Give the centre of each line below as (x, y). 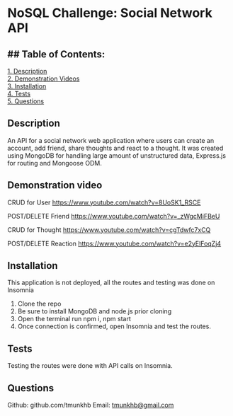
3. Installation (27, 86)
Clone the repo (39, 304)
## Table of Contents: (56, 54)
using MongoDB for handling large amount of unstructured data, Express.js (117, 155)
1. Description (27, 71)
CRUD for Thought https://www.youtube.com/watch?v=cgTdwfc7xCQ (109, 230)
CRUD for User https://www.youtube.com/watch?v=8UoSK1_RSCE (104, 202)
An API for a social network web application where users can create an (111, 140)
